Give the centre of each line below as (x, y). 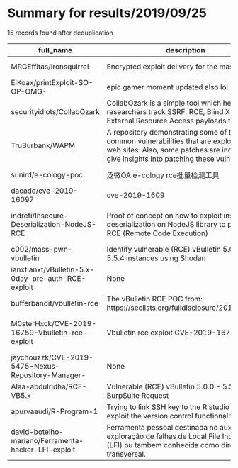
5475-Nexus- (35, 366)
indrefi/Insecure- (40, 216)
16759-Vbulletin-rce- (49, 333)
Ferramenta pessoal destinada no (162, 427)
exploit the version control (150, 416)
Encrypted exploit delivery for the (162, 67)
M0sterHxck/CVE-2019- (54, 323)
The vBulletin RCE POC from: (155, 299)
